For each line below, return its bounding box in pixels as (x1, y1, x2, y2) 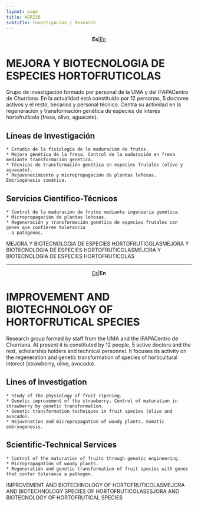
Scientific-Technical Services (6, 440, 117, 450)
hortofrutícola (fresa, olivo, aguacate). (6, 113, 98, 121)
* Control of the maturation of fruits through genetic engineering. (6, 455, 181, 461)
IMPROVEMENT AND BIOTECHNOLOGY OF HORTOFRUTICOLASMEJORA (6, 481, 185, 488)
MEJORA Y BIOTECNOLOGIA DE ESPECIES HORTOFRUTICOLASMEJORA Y (6, 240, 189, 247)
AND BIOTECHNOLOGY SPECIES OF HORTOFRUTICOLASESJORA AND (6, 488, 180, 495)
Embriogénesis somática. (6, 178, 67, 184)
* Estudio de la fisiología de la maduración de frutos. (6, 146, 149, 152)
